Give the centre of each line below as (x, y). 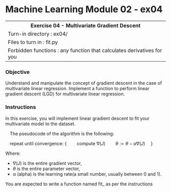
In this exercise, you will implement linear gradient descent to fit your (78, 118)
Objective (18, 72)
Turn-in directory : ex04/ (38, 34)
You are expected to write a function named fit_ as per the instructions (79, 184)
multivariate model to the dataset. (40, 124)
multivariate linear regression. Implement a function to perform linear (77, 89)
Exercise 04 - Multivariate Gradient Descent (85, 25)
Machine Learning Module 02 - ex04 (84, 9)
